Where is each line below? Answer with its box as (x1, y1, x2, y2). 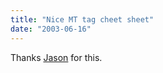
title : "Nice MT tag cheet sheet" (10, 14, 155, 25)
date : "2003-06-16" (10, 24, 92, 34)
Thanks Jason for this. (10, 51, 103, 63)
